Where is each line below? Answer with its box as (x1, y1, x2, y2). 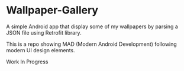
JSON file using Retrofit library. (6, 29, 82, 36)
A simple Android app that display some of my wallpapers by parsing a (6, 23, 179, 30)
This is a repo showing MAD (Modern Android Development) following (6, 40, 177, 48)
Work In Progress (6, 58, 49, 65)
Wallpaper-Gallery (6, 4, 99, 17)
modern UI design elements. (6, 46, 75, 53)
